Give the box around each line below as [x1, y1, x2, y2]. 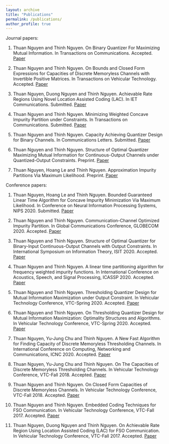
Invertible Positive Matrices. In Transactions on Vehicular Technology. [13, 76, 157, 82]
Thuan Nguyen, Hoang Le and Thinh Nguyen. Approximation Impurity [13, 167, 156, 173]
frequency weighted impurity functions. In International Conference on [13, 269, 159, 275]
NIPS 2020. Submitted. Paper [13, 208, 74, 214]
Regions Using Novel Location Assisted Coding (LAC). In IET [13, 96, 137, 102]
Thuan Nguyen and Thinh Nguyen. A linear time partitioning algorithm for [13, 264, 164, 270]
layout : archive [6, 7, 40, 13]
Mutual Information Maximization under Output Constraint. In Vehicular [13, 294, 159, 301]
